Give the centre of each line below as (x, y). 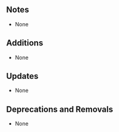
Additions (25, 43)
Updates (22, 76)
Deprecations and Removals (60, 109)
